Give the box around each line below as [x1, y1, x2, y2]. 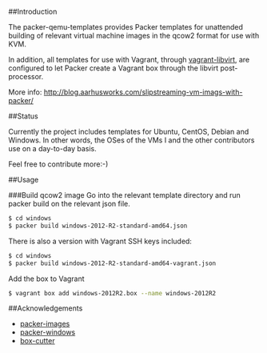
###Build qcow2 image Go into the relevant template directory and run [8, 191, 241, 199]
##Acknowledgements [8, 303, 83, 313]
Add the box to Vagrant [8, 274, 86, 283]
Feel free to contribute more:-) [8, 159, 109, 169]
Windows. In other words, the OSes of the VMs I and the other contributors [8, 135, 255, 145]
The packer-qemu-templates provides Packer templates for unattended [8, 22, 244, 31]
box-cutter [19, 336, 55, 346]
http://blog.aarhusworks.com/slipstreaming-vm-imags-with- [43, 87, 243, 97]
